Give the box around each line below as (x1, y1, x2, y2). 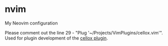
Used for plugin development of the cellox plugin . (5, 35, 108, 41)
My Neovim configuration (5, 20, 58, 26)
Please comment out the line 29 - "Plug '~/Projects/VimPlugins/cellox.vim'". (5, 29, 163, 35)
